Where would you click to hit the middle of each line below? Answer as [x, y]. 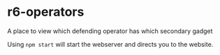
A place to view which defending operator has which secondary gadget [110, 31]
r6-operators [46, 12]
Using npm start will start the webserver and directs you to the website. [110, 44]
